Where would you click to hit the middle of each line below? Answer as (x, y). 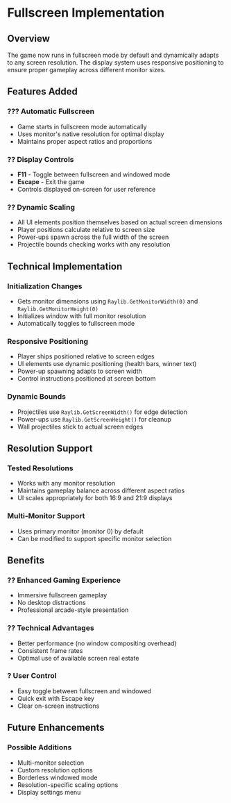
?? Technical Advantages (51, 628)
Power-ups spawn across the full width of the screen (93, 237)
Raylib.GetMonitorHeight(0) (58, 309)
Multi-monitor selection (51, 763)
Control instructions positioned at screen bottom (86, 379)
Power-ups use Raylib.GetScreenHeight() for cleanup (94, 419)
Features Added (43, 92)
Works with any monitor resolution (66, 483)
